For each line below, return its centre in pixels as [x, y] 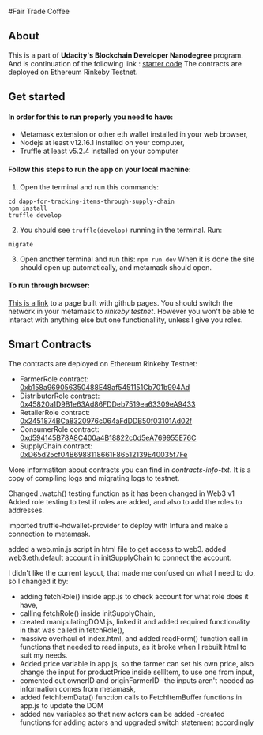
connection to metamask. [49, 534]
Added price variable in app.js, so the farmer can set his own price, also [137, 663]
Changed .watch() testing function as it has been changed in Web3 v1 [122, 493]
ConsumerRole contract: [59, 429]
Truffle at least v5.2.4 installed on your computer [99, 151]
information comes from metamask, [77, 688]
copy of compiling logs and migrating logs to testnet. [94, 478]
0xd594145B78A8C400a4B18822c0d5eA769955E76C [108, 437]
